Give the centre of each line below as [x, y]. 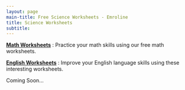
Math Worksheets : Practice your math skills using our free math [85, 45]
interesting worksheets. [35, 69]
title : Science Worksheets [39, 22]
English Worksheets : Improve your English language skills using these [93, 63]
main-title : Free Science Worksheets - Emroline [67, 17]
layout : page [22, 12]
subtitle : [18, 28]
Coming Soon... [25, 81]
